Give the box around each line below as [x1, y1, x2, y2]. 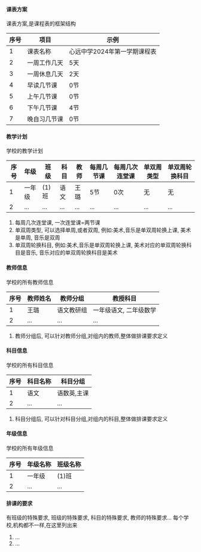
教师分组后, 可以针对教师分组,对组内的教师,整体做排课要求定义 [14, 332, 168, 339]
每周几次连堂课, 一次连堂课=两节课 [14, 219, 100, 226]
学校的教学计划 [6, 147, 43, 154]
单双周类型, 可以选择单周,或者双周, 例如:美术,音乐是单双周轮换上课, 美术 [14, 226, 191, 234]
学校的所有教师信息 [6, 278, 54, 285]
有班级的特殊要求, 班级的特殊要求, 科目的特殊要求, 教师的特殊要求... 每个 [6, 514, 184, 521]
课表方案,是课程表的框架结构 [6, 20, 77, 27]
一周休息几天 [27, 70, 64, 78]
